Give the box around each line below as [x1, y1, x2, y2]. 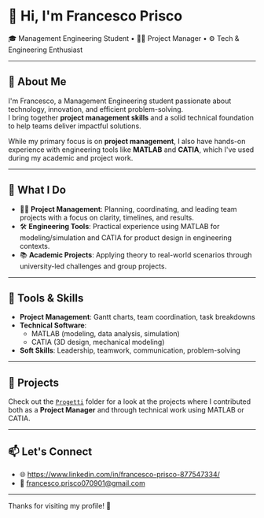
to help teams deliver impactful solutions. [8, 121, 141, 131]
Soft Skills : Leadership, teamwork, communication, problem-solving [19, 346, 241, 355]
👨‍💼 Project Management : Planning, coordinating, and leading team [19, 204, 237, 213]
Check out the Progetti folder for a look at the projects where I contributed [8, 397, 251, 406]
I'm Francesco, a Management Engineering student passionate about [8, 96, 232, 105]
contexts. [19, 241, 50, 250]
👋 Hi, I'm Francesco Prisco [8, 7, 183, 25]
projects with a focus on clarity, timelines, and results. [19, 213, 195, 222]
